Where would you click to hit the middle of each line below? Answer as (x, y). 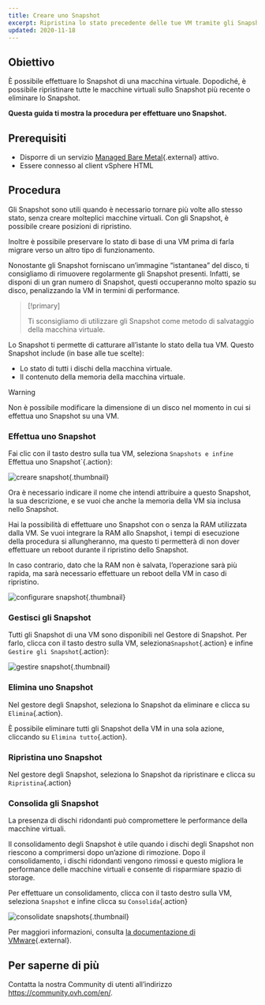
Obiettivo (32, 62)
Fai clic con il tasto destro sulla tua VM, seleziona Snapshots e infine (121, 454)
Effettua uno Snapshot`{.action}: (60, 462)
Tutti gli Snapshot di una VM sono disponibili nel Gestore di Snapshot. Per (128, 635)
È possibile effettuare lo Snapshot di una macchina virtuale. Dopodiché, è (127, 81)
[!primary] (44, 306)
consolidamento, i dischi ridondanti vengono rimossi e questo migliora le (126, 861)
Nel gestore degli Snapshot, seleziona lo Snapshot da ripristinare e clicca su (132, 774)
